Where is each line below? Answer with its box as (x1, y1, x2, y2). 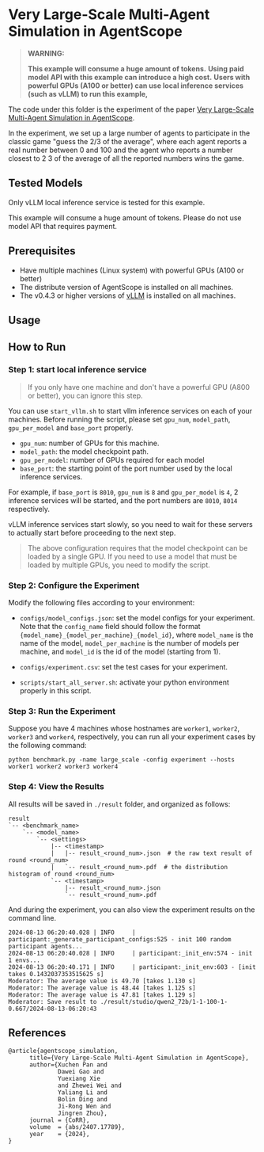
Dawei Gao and (58, 1068, 104, 1076)
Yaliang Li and (58, 1089, 108, 1097)
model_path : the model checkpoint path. (19, 446, 149, 456)
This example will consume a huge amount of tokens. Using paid (27, 63, 244, 73)
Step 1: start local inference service (8, 364, 147, 376)
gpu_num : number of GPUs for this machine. (19, 438, 160, 448)
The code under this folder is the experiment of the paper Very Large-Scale (8, 105, 255, 114)
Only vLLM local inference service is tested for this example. (8, 197, 206, 207)
